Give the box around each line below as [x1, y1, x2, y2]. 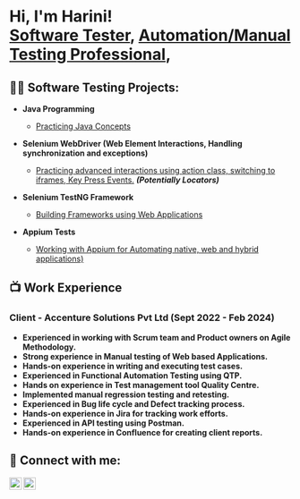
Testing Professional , [9, 45, 172, 64]
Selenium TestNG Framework [21, 192, 134, 202]
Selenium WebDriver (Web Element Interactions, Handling [21, 139, 244, 148]
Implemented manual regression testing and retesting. [21, 389, 230, 400]
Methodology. [21, 342, 76, 352]
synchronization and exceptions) [21, 148, 149, 158]
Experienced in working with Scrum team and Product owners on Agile [21, 332, 291, 343]
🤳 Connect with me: [9, 453, 121, 469]
